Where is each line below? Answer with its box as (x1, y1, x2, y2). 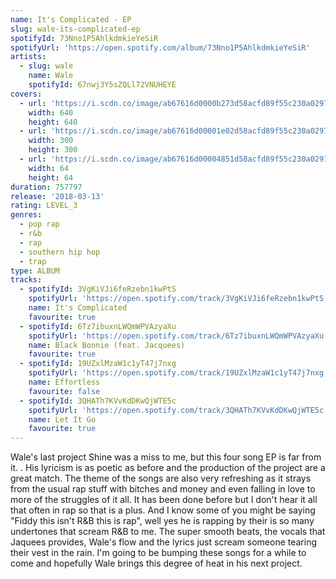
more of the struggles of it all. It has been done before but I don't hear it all (10, 494, 318, 506)
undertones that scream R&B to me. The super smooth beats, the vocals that (10, 526, 326, 538)
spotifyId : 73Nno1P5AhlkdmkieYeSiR (10, 33, 159, 43)
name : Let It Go (28, 414, 97, 425)
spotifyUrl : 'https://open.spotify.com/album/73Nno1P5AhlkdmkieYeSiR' (10, 42, 311, 53)
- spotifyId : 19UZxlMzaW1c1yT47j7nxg (19, 359, 177, 369)
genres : (10, 210, 43, 220)
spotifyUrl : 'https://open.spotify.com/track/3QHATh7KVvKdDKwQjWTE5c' (28, 405, 329, 415)
